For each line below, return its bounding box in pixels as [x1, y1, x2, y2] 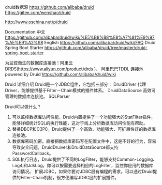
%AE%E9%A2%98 [5, 40, 44, 45]
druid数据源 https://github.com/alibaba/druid [5, 4, 94, 10]
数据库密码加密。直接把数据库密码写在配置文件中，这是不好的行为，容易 [12, 139, 156, 144]
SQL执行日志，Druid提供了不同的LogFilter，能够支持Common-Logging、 [12, 156, 158, 162]
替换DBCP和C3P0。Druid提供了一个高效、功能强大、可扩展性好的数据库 [12, 126, 156, 132]
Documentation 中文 [5, 29, 45, 35]
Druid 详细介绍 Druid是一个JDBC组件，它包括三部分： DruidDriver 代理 [5, 81, 147, 87]
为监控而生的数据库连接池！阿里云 [5, 60, 73, 65]
